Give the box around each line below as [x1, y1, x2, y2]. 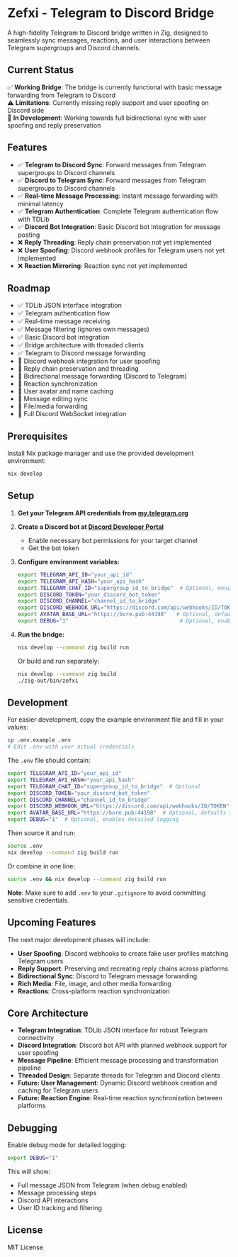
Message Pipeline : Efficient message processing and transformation [17, 1056, 219, 1065]
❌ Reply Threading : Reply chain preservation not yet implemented [17, 238, 212, 246]
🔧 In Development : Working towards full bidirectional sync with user [7, 113, 207, 122]
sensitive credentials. [7, 895, 69, 905]
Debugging [7, 1122, 58, 1134]
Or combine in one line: [7, 861, 76, 870]
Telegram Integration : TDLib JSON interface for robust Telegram [17, 1026, 208, 1034]
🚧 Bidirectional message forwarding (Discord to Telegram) [17, 372, 188, 381]
